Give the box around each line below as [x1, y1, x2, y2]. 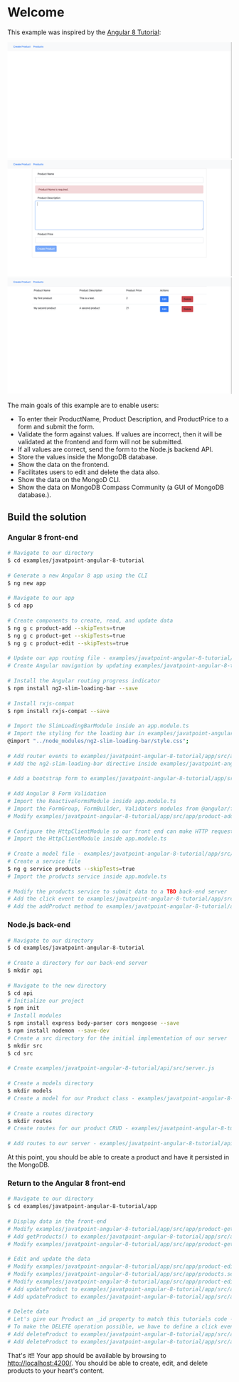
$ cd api [7, 989, 33, 997]
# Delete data [7, 1308, 50, 1316]
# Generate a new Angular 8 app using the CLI [7, 572, 148, 579]
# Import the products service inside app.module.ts [7, 873, 167, 880]
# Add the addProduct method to [7, 903, 103, 910]
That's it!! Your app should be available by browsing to [7, 1351, 167, 1359]
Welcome [7, 4, 65, 21]
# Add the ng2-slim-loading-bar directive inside [7, 760, 158, 767]
